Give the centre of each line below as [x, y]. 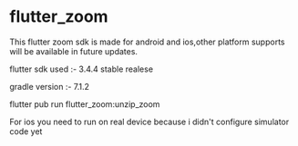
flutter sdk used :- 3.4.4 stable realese [81, 69]
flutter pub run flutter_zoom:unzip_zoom [85, 104]
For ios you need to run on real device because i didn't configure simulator [149, 122]
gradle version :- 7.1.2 [49, 86]
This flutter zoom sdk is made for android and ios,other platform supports [147, 42]
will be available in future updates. [74, 51]
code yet [26, 131]
